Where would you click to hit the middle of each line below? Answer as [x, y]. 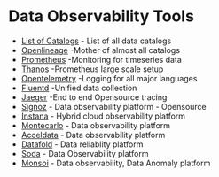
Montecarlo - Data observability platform [95, 125]
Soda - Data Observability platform [85, 153]
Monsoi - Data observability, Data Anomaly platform [116, 163]
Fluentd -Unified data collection [79, 88]
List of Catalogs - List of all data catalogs [96, 41]
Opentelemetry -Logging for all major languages [109, 78]
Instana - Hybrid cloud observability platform [103, 116]
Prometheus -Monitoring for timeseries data [102, 59]
